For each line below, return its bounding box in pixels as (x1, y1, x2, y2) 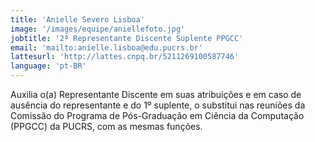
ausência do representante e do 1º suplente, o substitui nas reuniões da (10, 99, 306, 111)
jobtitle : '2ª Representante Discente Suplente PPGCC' (10, 33, 244, 43)
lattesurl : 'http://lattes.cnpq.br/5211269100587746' (10, 52, 240, 62)
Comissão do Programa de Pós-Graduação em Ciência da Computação (10, 110, 305, 121)
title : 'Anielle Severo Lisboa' (10, 14, 145, 25)
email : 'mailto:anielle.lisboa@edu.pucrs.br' (10, 42, 203, 53)
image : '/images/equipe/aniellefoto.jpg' (10, 24, 186, 34)
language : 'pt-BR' (10, 61, 87, 71)
